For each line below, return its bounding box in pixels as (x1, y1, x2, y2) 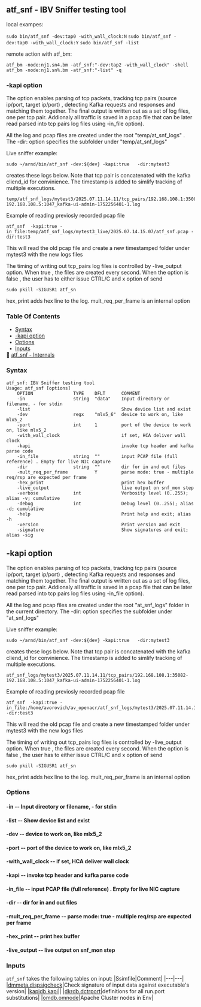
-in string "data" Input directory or (17, 396, 170, 402)
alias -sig (6, 532, 33, 538)
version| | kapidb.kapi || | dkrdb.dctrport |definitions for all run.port (6, 988, 165, 995)
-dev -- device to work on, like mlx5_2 (6, 830, 102, 838)
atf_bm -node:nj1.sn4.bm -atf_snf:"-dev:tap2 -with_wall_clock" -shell (6, 62, 188, 68)
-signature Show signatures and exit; (17, 527, 188, 533)
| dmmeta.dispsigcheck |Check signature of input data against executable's (6, 981, 190, 988)
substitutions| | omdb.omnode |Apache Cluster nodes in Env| (6, 994, 154, 1002)
